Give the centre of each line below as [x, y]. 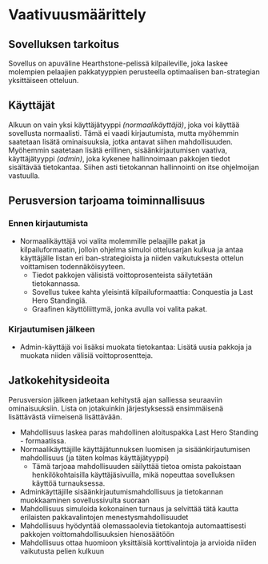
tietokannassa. [56, 283]
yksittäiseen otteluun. [44, 80]
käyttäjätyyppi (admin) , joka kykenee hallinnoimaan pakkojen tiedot [119, 158]
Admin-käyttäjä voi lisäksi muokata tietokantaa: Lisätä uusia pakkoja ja [136, 347]
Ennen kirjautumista [48, 224]
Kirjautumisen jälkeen [52, 329]
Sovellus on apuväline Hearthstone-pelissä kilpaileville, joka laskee [118, 63]
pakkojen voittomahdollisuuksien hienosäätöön [97, 534]
